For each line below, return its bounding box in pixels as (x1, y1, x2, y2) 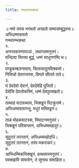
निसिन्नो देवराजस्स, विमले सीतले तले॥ (5, 71, 64, 77)
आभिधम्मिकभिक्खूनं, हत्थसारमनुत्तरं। (5, 151, 62, 157)
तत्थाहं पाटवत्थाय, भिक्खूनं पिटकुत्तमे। (5, 100, 64, 106)
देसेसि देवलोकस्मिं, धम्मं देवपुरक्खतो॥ (5, 88, 63, 94)
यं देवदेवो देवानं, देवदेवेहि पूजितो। (5, 82, 56, 89)
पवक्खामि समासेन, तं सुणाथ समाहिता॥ (5, 156, 65, 162)
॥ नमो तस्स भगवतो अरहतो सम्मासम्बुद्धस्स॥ (5, 26, 74, 32)
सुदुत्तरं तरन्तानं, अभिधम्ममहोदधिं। (5, 134, 58, 140)
